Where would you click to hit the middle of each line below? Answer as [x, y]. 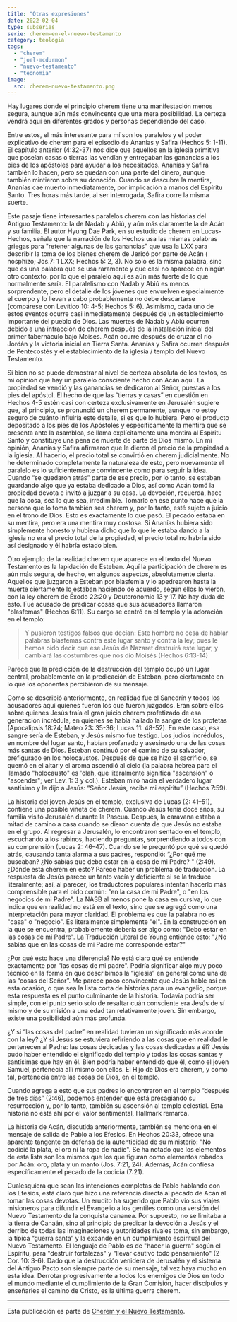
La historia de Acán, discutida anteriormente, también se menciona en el [113, 1127]
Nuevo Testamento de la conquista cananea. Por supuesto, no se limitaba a [117, 1216]
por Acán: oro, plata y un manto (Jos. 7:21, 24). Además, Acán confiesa [111, 1164]
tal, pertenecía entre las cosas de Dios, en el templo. [84, 1077]
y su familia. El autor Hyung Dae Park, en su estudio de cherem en [103, 231]
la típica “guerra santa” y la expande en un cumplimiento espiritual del [109, 1239]
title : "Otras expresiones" [49, 14]
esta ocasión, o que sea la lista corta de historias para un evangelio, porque [117, 988]
